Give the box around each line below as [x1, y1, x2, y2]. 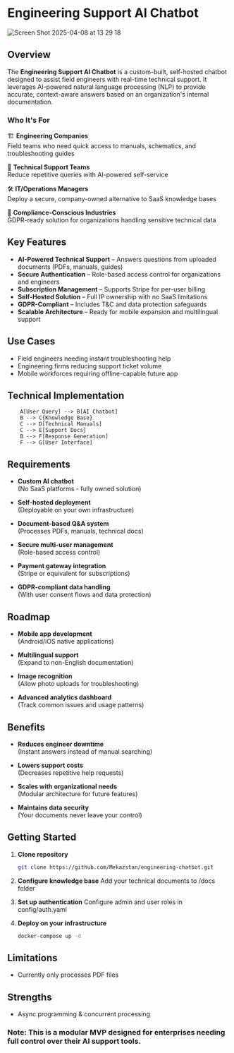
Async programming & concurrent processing [17, 1010, 150, 1018]
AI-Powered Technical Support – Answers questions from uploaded [17, 255, 217, 263]
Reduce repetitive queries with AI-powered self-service [7, 171, 168, 179]
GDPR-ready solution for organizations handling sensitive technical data [7, 216, 216, 224]
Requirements [7, 458, 70, 470]
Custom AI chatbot [17, 477, 74, 486]
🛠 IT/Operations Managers [7, 185, 89, 193]
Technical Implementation [7, 390, 125, 402]
